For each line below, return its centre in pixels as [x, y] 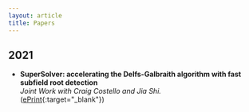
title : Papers [32, 23]
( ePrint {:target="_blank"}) [62, 99]
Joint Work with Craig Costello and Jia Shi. [91, 91]
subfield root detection [59, 83]
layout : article [35, 15]
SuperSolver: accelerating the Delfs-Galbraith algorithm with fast [130, 74]
